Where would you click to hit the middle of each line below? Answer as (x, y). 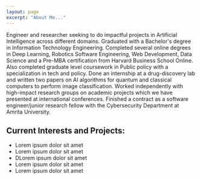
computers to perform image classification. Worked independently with (95, 86)
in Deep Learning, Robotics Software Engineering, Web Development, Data (99, 54)
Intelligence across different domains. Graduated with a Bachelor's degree (99, 41)
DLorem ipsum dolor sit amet (51, 158)
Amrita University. (29, 112)
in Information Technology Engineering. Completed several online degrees (99, 47)
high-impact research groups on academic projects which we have (90, 92)
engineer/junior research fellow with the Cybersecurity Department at (93, 105)
